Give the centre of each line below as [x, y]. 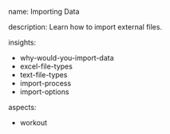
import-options [44, 92]
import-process [45, 83]
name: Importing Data [44, 12]
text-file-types [43, 75]
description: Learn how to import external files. [85, 27]
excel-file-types [46, 66]
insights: [22, 42]
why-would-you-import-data [67, 58]
